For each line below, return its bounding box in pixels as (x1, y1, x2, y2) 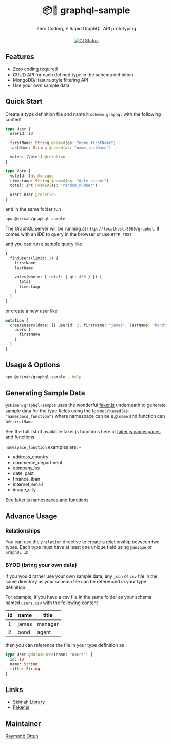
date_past (12, 470, 34, 476)
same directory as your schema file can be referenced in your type (5, 579, 147, 585)
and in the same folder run (5, 206, 62, 212)
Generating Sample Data (5, 388, 85, 397)
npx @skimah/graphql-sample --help (5, 374, 82, 379)
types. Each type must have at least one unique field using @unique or (5, 544, 153, 550)
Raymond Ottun (5, 733, 39, 739)
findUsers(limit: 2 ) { (10, 256, 59, 261)
